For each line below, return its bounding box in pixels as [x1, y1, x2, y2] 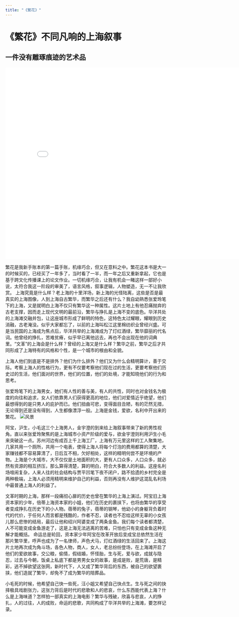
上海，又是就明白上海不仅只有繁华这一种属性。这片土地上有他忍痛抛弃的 [14, 302, 166, 308]
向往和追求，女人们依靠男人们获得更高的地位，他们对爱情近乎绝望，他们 [14, 394, 166, 401]
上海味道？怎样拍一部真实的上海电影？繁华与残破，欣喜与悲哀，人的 [14, 593, 157, 599]
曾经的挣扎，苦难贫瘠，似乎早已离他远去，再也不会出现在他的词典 [18, 334, 157, 340]
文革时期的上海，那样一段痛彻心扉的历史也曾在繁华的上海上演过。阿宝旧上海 [5, 493, 166, 499]
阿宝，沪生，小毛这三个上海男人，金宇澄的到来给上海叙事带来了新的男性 [5, 424, 157, 430]
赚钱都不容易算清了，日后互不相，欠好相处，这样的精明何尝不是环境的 [9, 450, 157, 456]
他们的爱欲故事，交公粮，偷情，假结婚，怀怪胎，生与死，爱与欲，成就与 [5, 550, 157, 557]
